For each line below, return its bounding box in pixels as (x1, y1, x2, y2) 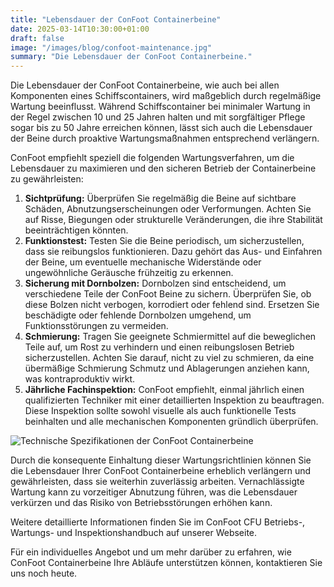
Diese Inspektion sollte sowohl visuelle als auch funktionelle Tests (24, 405, 297, 417)
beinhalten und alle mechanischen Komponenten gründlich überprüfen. (24, 416, 319, 428)
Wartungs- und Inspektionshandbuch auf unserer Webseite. (10, 527, 258, 539)
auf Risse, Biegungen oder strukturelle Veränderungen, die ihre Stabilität (24, 214, 323, 226)
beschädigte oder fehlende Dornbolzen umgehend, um (24, 309, 252, 321)
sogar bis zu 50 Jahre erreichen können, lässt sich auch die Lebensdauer (10, 122, 313, 134)
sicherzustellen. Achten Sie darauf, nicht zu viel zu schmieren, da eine (24, 352, 315, 364)
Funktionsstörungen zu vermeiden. (24, 320, 169, 332)
